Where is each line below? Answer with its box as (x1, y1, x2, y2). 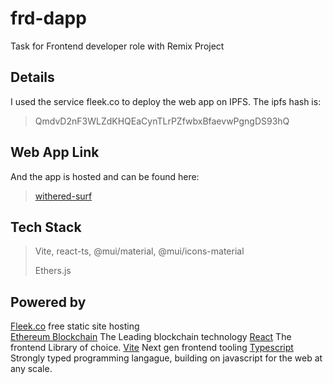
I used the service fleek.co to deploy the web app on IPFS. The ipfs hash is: (10, 95, 322, 107)
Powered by (10, 293, 87, 311)
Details (10, 69, 55, 86)
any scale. (10, 363, 53, 375)
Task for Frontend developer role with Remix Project (10, 40, 225, 52)
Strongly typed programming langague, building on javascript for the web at (10, 352, 323, 364)
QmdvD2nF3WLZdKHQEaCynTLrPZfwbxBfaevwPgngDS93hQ (34, 115, 290, 127)
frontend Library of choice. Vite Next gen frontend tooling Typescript (10, 342, 294, 354)
